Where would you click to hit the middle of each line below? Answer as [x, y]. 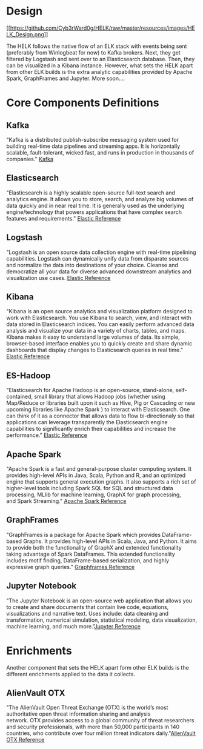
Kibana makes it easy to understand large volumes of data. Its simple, [93, 337]
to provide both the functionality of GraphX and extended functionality [94, 547]
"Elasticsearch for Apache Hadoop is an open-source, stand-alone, [90, 390]
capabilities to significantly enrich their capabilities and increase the [91, 429]
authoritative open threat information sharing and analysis [78, 714]
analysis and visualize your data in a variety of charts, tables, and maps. [96, 331]
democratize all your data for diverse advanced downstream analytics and [99, 271]
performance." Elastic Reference [47, 435]
